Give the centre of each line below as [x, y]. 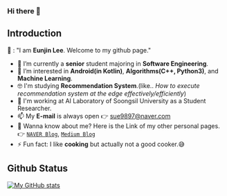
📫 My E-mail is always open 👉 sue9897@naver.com [94, 116]
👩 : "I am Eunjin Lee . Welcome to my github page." [79, 50]
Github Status [37, 169]
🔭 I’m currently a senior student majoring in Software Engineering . [113, 63]
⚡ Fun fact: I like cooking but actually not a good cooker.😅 [101, 144]
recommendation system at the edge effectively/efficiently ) [102, 93]
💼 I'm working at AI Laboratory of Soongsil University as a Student [111, 100]
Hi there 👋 [24, 11]
